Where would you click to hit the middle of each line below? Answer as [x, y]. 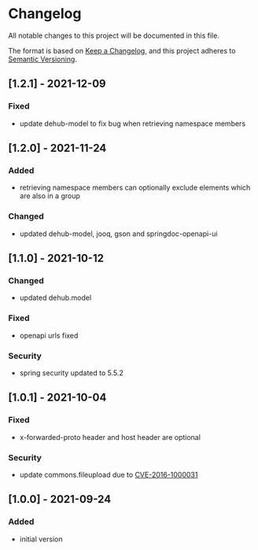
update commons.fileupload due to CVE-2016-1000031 [109, 474]
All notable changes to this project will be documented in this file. [114, 35]
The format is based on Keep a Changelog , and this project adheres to [122, 50]
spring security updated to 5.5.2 [72, 373]
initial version [41, 539]
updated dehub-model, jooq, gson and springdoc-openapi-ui [118, 234]
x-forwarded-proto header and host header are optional [110, 437]
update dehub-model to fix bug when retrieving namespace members [133, 124]
